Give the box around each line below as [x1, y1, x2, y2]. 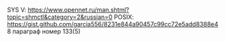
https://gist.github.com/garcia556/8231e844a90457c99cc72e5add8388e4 [7, 20, 219, 28]
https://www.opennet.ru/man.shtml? [27, 6, 130, 14]
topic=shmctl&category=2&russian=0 [7, 13, 113, 21]
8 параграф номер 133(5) [7, 27, 81, 35]
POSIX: [114, 13, 135, 21]
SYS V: [7, 6, 27, 14]
